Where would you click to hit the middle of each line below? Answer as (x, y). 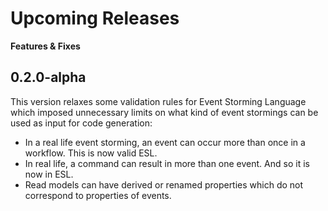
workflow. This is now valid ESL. (91, 153)
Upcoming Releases (95, 18)
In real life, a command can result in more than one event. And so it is (167, 163)
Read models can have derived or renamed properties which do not (164, 184)
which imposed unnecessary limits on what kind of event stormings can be (164, 112)
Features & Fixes (45, 46)
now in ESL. (49, 174)
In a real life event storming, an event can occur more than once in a (165, 142)
